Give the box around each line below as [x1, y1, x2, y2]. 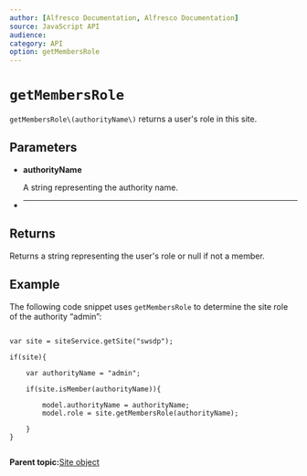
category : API [9, 38, 64, 48]
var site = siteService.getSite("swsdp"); [9, 336, 174, 345]
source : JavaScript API [9, 22, 101, 31]
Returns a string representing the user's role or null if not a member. [9, 250, 265, 261]
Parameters [9, 140, 78, 155]
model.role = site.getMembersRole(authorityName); [42, 408, 239, 418]
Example [9, 277, 60, 292]
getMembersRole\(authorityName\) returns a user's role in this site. [9, 113, 258, 124]
